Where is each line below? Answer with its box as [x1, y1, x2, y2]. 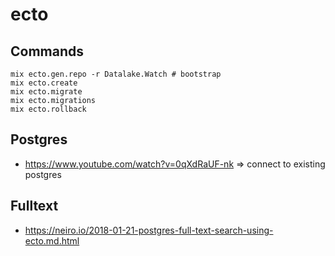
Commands [10, 43, 85, 60]
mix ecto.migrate [10, 87, 83, 97]
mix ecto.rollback [10, 104, 87, 114]
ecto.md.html [24, 234, 80, 247]
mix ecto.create [10, 78, 78, 88]
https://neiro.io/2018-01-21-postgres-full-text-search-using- [24, 224, 274, 236]
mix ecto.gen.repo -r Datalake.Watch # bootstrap [10, 69, 222, 79]
